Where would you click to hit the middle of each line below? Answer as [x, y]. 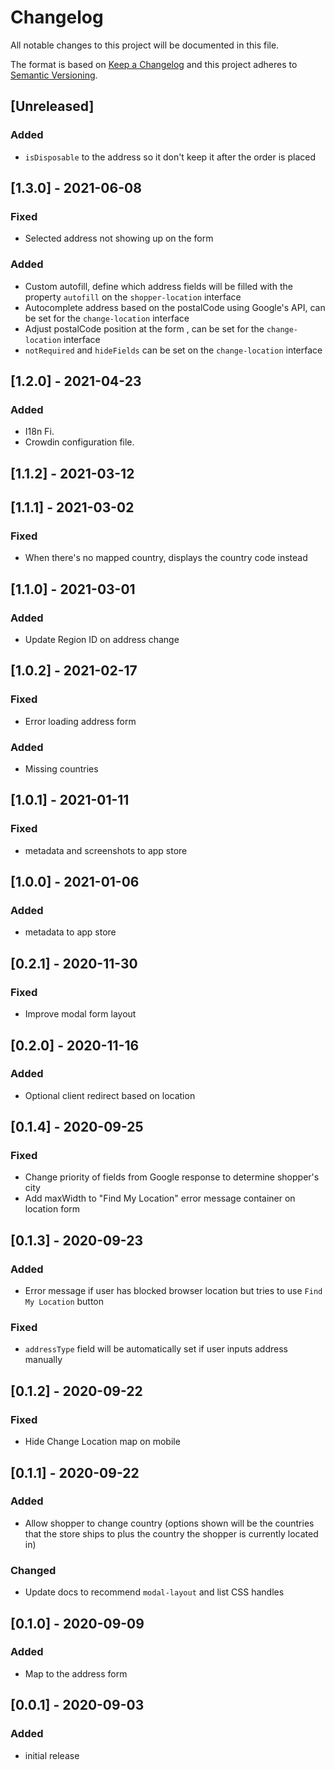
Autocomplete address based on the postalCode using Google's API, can [175, 307]
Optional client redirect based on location [110, 1095]
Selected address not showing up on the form [119, 238]
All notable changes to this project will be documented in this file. [145, 45]
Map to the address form [76, 1673]
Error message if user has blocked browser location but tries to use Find [173, 1291]
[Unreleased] [52, 106]
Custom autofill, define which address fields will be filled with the [158, 286]
